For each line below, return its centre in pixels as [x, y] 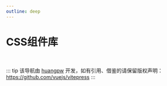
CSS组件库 [32, 42]
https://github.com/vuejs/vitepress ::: [51, 77]
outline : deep [23, 11]
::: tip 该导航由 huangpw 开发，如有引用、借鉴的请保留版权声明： [84, 70]
